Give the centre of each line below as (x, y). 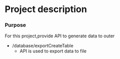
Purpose (15, 25)
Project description (46, 9)
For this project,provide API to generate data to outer (60, 36)
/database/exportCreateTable (43, 46)
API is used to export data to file (53, 51)
